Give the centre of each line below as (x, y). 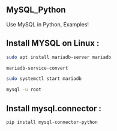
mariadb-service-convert (37, 68)
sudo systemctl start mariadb (44, 79)
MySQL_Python (36, 10)
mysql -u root (24, 90)
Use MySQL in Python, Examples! (47, 24)
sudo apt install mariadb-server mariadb (59, 57)
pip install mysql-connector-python (52, 122)
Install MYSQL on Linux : (53, 44)
